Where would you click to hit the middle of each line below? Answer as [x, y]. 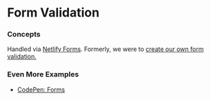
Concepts [24, 34]
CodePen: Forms [41, 89]
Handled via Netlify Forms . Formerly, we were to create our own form [105, 49]
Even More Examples [43, 74]
